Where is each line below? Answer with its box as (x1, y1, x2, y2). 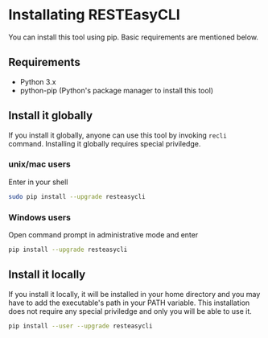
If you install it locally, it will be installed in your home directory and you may (8, 289, 261, 299)
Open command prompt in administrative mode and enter (8, 230, 199, 240)
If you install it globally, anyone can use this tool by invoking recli (8, 130, 227, 140)
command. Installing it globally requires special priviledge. (8, 138, 201, 148)
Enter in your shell (8, 177, 68, 187)
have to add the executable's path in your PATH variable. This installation (8, 298, 250, 307)
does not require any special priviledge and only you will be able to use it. (8, 306, 252, 315)
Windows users (8, 212, 71, 223)
